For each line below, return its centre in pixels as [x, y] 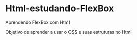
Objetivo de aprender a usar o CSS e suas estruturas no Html [68, 32]
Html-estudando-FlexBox [60, 9]
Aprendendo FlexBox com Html [38, 22]
